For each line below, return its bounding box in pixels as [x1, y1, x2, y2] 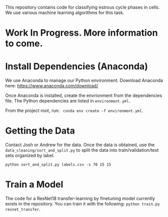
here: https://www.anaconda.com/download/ [5, 83, 99, 89]
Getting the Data [5, 125, 75, 137]
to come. [5, 38, 43, 49]
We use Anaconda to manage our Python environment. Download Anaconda [5, 77, 163, 83]
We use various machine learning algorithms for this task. [5, 10, 125, 16]
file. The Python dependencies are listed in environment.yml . [5, 98, 130, 104]
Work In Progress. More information [5, 27, 158, 39]
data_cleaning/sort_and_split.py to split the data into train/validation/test [5, 147, 159, 153]
